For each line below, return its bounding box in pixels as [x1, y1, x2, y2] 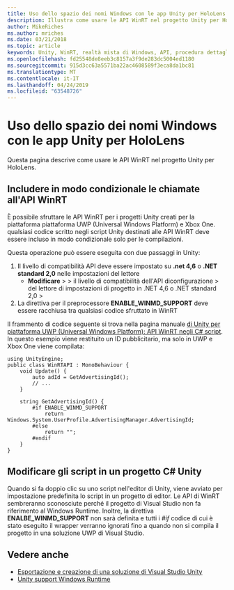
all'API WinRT [7, 194, 68, 206]
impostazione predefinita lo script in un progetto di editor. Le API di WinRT [7, 492, 220, 500]
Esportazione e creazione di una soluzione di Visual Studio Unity [17, 567, 203, 575]
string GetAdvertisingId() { [19, 398, 104, 405]
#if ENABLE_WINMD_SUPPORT [32, 404, 108, 411]
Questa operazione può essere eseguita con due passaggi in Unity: [7, 248, 201, 256]
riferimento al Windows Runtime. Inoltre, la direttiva [7, 506, 155, 515]
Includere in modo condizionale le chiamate [7, 183, 201, 195]
